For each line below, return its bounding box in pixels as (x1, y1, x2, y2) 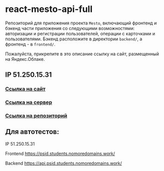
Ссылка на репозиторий (5, 112, 67, 119)
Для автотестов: (5, 128, 59, 136)
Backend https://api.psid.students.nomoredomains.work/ (5, 160, 122, 166)
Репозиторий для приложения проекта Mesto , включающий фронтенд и (5, 20, 157, 26)
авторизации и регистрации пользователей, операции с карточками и (5, 30, 156, 36)
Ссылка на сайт (5, 86, 46, 93)
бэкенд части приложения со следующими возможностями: (5, 25, 135, 31)
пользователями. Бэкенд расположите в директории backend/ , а (5, 36, 143, 42)
